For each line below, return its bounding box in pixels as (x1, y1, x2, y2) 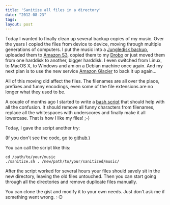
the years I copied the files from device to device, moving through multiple (5, 41, 161, 47)
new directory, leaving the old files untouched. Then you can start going (5, 173, 157, 180)
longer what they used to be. (5, 89, 66, 95)
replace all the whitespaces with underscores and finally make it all (5, 110, 146, 116)
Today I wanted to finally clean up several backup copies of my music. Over (5, 36, 164, 42)
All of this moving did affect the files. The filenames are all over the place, (5, 78, 159, 84)
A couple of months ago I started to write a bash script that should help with (5, 99, 165, 105)
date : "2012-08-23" (5, 12, 47, 17)
